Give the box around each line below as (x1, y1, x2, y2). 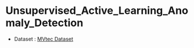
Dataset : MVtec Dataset (14, 35, 73, 42)
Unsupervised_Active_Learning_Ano (5, 4, 189, 17)
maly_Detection (5, 16, 83, 29)
